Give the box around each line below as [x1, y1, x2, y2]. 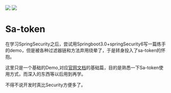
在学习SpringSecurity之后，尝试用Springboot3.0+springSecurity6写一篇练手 [5, 41, 166, 47]
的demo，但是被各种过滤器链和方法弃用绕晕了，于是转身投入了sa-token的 [5, 47, 161, 53]
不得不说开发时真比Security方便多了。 [5, 82, 86, 88]
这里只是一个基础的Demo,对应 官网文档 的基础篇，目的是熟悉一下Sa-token [5, 64, 159, 71]
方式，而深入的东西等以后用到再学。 [9, 71, 86, 77]
